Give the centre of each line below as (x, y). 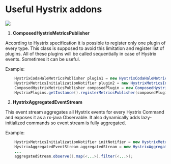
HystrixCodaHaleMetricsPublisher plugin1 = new (66, 78)
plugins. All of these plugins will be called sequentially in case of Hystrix (81, 53)
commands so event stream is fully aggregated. (76, 123)
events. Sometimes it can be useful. (43, 59)
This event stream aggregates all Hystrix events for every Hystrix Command (85, 112)
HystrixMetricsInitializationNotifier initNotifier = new (77, 142)
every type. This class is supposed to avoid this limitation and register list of (85, 48)
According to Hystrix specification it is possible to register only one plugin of (85, 43)
